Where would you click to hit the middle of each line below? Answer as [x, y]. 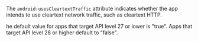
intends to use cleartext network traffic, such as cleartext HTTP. [84, 15]
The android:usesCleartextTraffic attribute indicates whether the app [92, 9]
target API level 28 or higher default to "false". [62, 33]
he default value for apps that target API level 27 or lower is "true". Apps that [99, 26]
